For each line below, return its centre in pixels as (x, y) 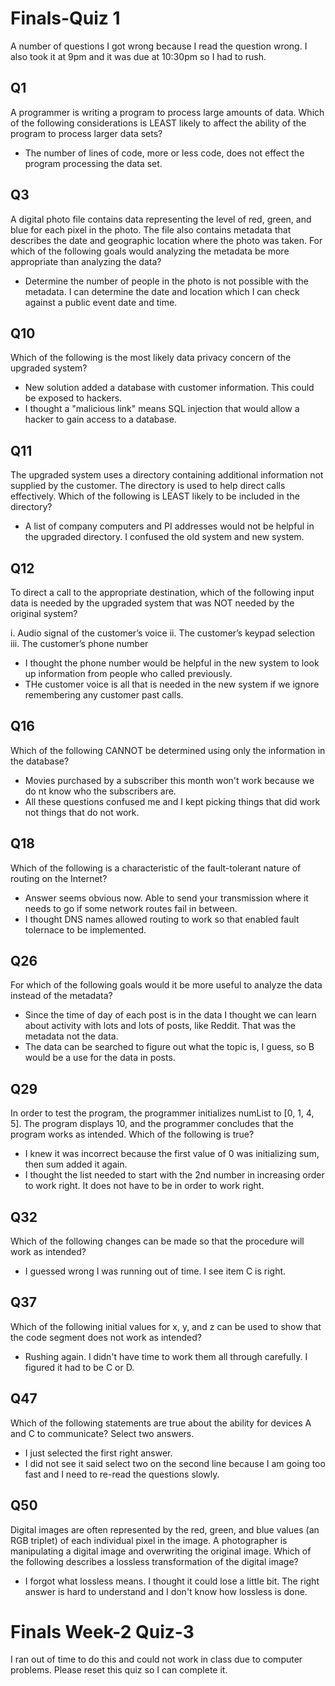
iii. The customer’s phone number (79, 643)
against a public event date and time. (101, 302)
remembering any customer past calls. (104, 695)
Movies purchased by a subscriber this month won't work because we (169, 780)
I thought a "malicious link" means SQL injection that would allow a (162, 409)
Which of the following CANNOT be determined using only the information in (168, 750)
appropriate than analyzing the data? (86, 261)
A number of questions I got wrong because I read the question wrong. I (159, 46)
